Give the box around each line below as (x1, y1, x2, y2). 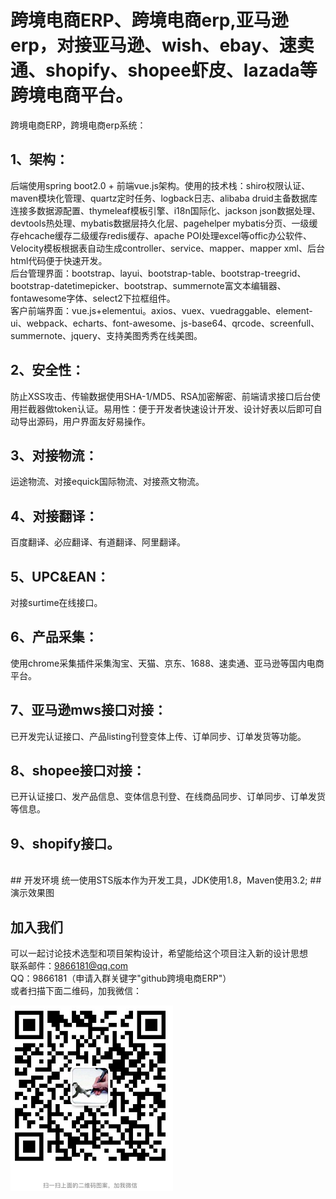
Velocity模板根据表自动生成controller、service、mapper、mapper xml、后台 (10, 242, 325, 254)
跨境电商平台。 (10, 84, 134, 107)
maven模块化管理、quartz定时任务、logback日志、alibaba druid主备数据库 (10, 192, 318, 204)
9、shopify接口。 (10, 835, 121, 852)
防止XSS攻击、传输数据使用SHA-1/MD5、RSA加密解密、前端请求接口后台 (10, 390, 312, 402)
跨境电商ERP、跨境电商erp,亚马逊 (10, 9, 289, 32)
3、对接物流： (10, 447, 98, 464)
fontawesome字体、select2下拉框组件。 (10, 292, 176, 304)
